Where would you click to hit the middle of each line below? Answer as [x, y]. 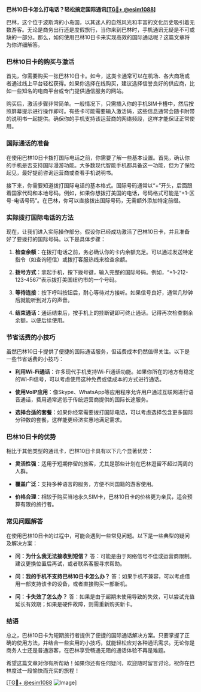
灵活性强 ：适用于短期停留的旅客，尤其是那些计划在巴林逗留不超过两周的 [104, 464]
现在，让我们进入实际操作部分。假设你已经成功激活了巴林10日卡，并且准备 [98, 231]
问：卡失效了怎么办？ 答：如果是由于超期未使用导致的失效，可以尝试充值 [105, 596]
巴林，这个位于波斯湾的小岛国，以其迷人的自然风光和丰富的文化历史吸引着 [98, 22]
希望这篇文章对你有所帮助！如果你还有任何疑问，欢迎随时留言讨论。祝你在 [98, 663]
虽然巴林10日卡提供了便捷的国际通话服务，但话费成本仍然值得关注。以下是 [98, 351]
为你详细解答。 [25, 45]
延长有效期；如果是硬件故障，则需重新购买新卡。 [75, 604]
